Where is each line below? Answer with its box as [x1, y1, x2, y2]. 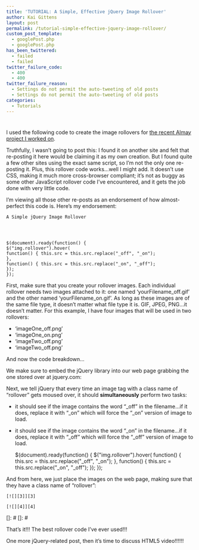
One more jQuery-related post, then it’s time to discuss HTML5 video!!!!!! [6, 537, 184, 544]
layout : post [6, 20, 39, 26]
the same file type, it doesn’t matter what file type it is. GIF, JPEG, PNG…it [6, 300, 188, 307]
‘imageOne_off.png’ [14, 325, 63, 332]
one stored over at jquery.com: [6, 373, 82, 380]
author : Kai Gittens [6, 14, 58, 20]
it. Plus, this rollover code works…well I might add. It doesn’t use [26, 165, 184, 173]
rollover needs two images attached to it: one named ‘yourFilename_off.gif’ [6, 288, 189, 295]
